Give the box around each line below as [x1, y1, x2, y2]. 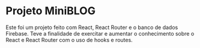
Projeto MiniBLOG [5, 4, 95, 18]
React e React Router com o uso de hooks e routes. [5, 36, 133, 43]
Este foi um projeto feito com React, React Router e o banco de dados [5, 24, 178, 31]
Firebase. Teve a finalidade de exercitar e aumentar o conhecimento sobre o [5, 30, 195, 37]
